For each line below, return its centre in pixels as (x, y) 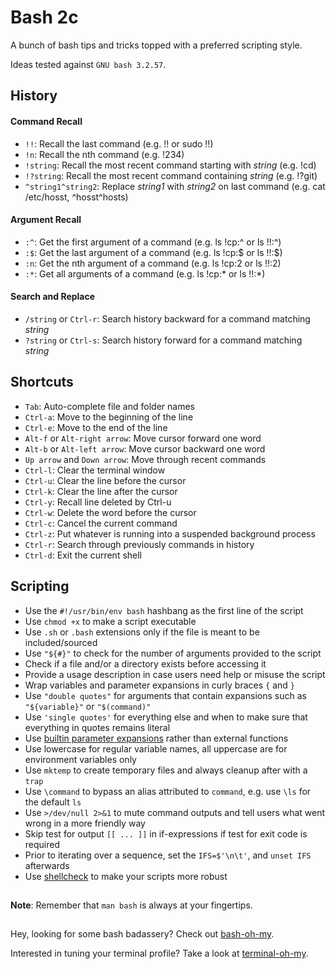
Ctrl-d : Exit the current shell (83, 555)
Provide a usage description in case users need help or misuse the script (175, 674)
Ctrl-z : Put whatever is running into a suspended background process (170, 533)
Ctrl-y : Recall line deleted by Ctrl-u (98, 502)
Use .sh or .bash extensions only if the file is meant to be (142, 632)
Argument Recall (46, 220)
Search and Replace (53, 297)
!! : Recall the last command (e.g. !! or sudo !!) (119, 143)
